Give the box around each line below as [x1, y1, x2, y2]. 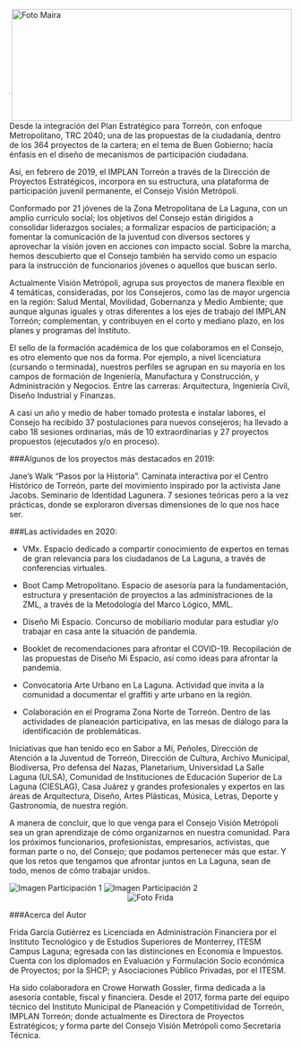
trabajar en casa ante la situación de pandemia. [21, 626, 198, 637]
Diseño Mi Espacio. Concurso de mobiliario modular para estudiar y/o [21, 617, 279, 627]
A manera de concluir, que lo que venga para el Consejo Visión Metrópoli [9, 818, 279, 828]
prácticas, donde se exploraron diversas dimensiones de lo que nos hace [9, 499, 279, 510]
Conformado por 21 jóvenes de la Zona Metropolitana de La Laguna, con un [9, 203, 288, 213]
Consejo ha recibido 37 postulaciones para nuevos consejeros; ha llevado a [9, 417, 288, 428]
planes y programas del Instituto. [9, 325, 131, 335]
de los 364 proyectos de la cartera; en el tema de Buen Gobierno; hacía [9, 140, 273, 150]
